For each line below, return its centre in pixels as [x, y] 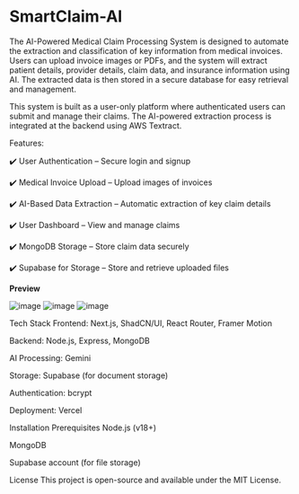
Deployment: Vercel [46, 410]
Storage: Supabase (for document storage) [89, 375]
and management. [43, 89]
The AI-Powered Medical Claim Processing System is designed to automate [149, 41]
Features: [27, 143]
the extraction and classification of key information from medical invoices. [146, 50]
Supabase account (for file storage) [75, 462]
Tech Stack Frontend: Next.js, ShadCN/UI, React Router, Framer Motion [141, 323]
